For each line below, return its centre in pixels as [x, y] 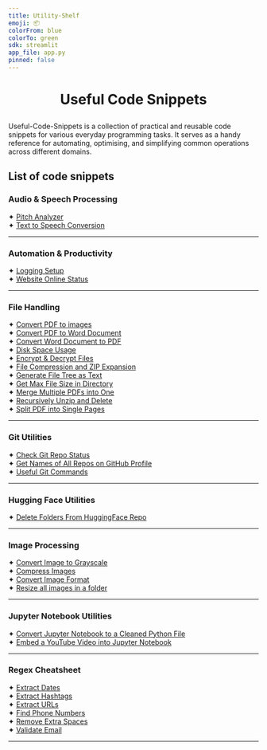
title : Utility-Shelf [44, 16]
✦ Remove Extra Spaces [48, 721]
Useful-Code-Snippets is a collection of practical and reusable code [120, 126]
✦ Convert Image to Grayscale [58, 563]
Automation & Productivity [60, 253]
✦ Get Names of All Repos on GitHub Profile [80, 463]
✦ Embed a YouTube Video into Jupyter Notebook [90, 642]
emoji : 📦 [24, 23]
